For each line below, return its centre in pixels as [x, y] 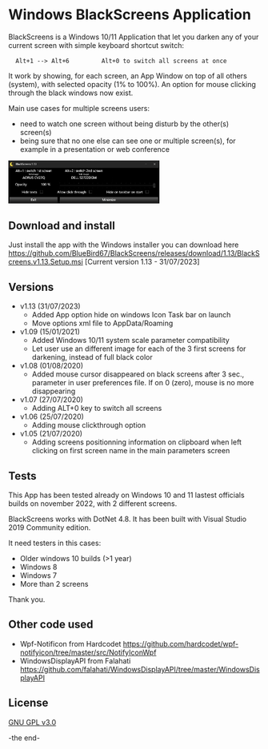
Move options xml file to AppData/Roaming [102, 323]
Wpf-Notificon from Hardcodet [70, 643]
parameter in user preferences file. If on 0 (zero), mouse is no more [143, 383]
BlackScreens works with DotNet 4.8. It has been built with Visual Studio [127, 519]
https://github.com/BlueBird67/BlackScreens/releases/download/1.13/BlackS [134, 253]
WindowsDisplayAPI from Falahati [75, 660]
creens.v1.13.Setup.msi [46, 262]
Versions [31, 287]
